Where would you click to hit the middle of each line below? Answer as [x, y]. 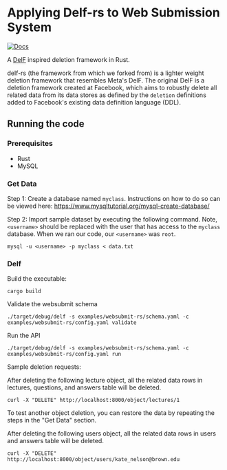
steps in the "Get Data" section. [52, 420]
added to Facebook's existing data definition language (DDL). [94, 102]
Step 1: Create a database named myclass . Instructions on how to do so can [114, 198]
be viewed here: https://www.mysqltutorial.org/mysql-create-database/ [108, 206]
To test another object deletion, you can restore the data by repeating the [111, 413]
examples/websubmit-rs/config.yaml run [64, 354]
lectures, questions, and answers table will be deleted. [84, 387]
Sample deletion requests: [44, 367]
